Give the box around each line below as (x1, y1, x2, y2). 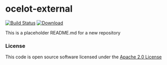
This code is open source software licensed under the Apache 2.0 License (5, 54, 162, 60)
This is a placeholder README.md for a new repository (5, 29, 121, 36)
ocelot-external (5, 3, 73, 15)
